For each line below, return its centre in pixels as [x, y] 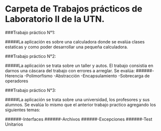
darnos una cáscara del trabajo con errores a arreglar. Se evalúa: [70, 70]
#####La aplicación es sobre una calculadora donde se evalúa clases [75, 41]
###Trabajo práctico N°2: [31, 56]
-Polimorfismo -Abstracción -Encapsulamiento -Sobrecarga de [87, 76]
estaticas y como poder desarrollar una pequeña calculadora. [67, 47]
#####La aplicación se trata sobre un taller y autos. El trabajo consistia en [79, 65]
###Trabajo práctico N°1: [30, 32]
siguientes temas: [23, 110]
